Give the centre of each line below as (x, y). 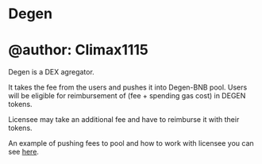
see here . (24, 152)
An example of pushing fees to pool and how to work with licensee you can (131, 143)
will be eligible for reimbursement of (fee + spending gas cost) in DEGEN (127, 96)
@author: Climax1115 (79, 50)
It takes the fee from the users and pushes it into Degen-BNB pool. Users (128, 87)
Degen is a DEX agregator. (52, 72)
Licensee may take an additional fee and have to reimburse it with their (124, 120)
